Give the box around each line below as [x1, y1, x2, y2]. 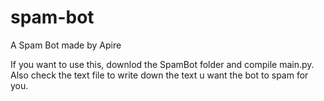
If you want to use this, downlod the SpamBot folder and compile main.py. [10, 58, 315, 70]
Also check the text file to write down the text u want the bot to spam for [10, 69, 309, 81]
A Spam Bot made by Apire [10, 39, 122, 51]
